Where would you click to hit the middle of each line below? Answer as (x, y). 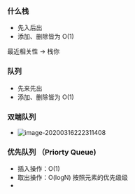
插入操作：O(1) (39, 169)
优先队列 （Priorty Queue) (52, 152)
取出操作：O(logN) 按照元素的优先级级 (72, 178)
